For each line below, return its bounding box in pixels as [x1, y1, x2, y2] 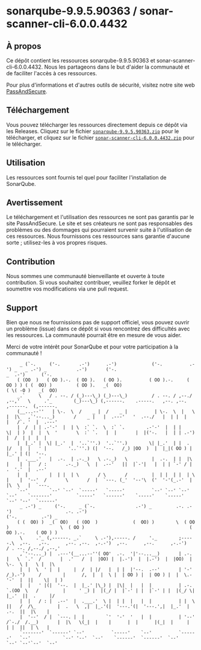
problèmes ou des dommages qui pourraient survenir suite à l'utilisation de [6, 226, 192, 234]
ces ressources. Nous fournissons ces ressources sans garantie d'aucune [6, 233, 190, 240]
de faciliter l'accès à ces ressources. [6, 70, 97, 76]
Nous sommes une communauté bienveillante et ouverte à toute [6, 273, 165, 280]
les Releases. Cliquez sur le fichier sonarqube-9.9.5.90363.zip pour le [6, 128, 179, 135]
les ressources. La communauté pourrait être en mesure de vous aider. [6, 332, 182, 339]
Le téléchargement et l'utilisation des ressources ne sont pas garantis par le [6, 214, 194, 221]
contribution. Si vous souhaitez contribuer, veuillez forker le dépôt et [6, 279, 176, 286]
